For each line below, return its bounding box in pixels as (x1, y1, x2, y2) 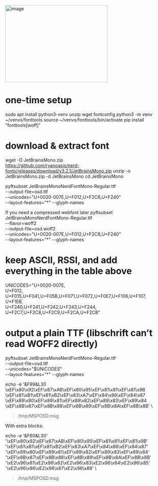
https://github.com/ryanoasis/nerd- (5, 162, 80, 168)
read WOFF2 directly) (5, 338, 98, 350)
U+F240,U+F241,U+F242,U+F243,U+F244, (5, 304, 97, 310)
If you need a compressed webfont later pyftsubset (5, 209, 113, 215)
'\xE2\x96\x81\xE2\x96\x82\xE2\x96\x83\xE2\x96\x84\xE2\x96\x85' (5, 459, 150, 466)
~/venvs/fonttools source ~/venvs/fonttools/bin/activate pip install (5, 117, 144, 123)
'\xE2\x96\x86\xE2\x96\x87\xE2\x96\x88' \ (5, 465, 97, 471)
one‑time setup (5, 95, 72, 106)
